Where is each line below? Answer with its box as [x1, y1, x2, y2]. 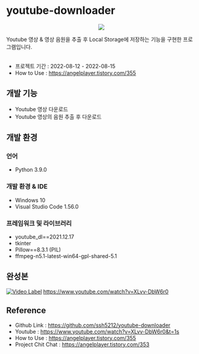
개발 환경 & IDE [6, 182, 48, 191]
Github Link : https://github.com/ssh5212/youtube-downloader [14, 321, 171, 329]
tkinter [14, 240, 31, 247]
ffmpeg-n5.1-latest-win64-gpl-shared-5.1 [14, 253, 118, 260]
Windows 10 [14, 196, 46, 204]
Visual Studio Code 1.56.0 [14, 203, 79, 210]
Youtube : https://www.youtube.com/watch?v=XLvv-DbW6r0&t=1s [14, 327, 180, 335]
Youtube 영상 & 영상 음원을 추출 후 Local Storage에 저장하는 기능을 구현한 [6, 36, 182, 43]
